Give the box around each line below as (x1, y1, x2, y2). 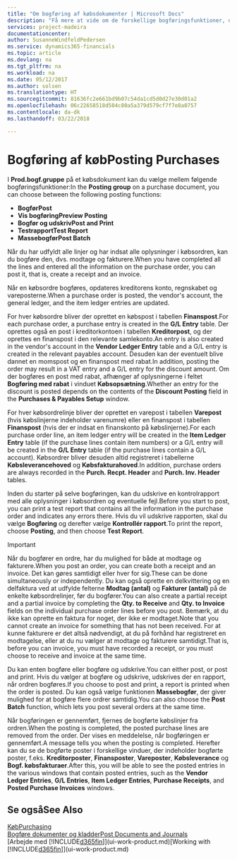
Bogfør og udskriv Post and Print (17, 219, 114, 227)
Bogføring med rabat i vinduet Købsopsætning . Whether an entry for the (7, 379, 219, 388)
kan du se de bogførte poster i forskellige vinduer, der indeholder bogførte (7, 746, 224, 754)
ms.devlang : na (7, 56, 52, 63)
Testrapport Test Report (17, 226, 88, 235)
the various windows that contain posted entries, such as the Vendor (7, 768, 208, 777)
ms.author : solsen (7, 82, 61, 90)
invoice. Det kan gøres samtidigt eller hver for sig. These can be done (7, 569, 208, 577)
